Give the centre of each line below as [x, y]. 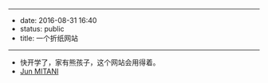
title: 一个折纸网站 [49, 38]
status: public [42, 29]
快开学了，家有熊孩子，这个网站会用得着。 [90, 62]
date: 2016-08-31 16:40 [58, 20]
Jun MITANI [39, 71]
